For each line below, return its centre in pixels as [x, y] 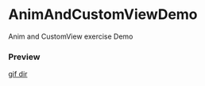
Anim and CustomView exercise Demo [71, 36]
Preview [24, 57]
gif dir [18, 74]
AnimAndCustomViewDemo [103, 15]
